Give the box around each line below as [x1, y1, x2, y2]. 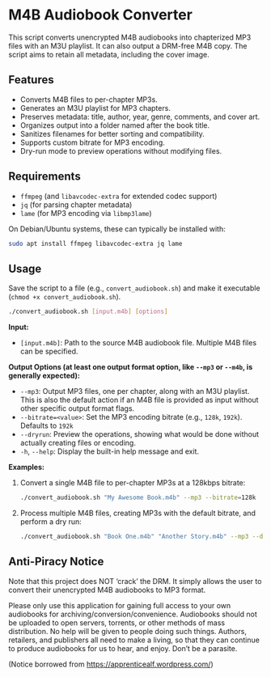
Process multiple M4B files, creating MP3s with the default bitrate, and [19, 508, 256, 518]
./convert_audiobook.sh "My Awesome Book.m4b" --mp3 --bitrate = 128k [19, 493, 256, 502]
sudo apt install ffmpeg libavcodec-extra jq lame [8, 239, 183, 248]
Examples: [8, 463, 44, 472]
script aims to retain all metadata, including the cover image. [8, 49, 210, 59]
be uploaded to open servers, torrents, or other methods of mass [8, 617, 225, 628]
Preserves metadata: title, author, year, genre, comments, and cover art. [19, 112, 260, 121]
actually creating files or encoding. [19, 438, 136, 448]
